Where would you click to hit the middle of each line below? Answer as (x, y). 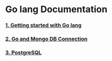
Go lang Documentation (57, 9)
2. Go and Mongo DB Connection (46, 39)
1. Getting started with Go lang (44, 25)
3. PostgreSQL (23, 52)
